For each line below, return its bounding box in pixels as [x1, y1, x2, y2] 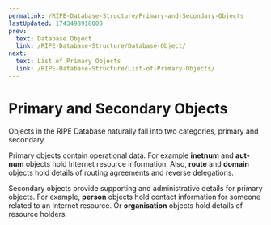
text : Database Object [15, 34, 92, 43]
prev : [8, 27, 27, 35]
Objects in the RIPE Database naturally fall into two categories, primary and [8, 126, 259, 136]
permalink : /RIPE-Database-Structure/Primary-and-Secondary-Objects [8, 11, 244, 20]
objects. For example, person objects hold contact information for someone [8, 192, 261, 202]
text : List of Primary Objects [15, 57, 121, 66]
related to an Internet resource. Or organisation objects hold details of [8, 200, 243, 210]
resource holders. [8, 209, 67, 219]
